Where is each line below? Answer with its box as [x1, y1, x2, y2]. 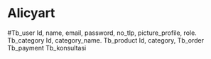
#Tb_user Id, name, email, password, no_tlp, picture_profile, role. [7, 28, 197, 37]
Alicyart [7, 5, 55, 21]
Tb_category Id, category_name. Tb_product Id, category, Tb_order [7, 36, 205, 44]
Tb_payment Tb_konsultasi [7, 43, 87, 52]
